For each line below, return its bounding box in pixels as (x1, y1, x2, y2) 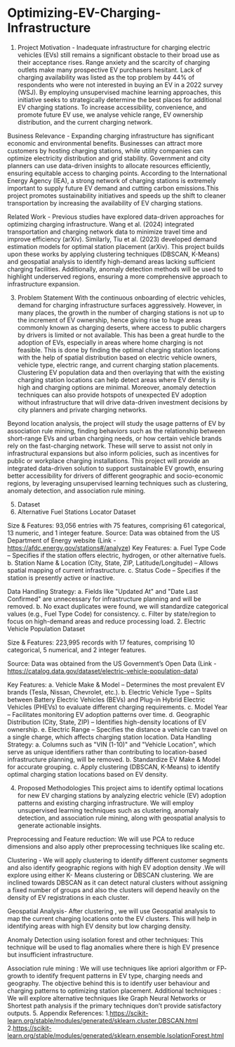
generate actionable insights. (17, 821, 102, 830)
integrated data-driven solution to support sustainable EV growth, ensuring (7, 464, 224, 472)
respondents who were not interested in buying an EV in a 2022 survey (17, 80, 223, 89)
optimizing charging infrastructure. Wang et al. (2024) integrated (7, 220, 194, 228)
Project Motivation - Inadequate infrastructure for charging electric (17, 43, 210, 51)
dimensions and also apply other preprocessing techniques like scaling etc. (7, 842, 225, 851)
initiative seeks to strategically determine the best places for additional (17, 95, 222, 103)
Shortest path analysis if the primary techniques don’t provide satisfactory (7, 1001, 222, 1010)
